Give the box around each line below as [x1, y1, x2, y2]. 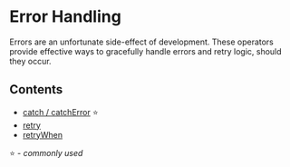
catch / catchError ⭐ [22, 106, 99, 117]
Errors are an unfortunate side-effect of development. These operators [9, 36, 275, 47]
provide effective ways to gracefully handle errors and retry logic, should [9, 45, 283, 56]
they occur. [9, 55, 52, 66]
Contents [9, 82, 63, 97]
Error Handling [9, 6, 122, 27]
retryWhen [22, 129, 63, 140]
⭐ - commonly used [9, 147, 83, 158]
